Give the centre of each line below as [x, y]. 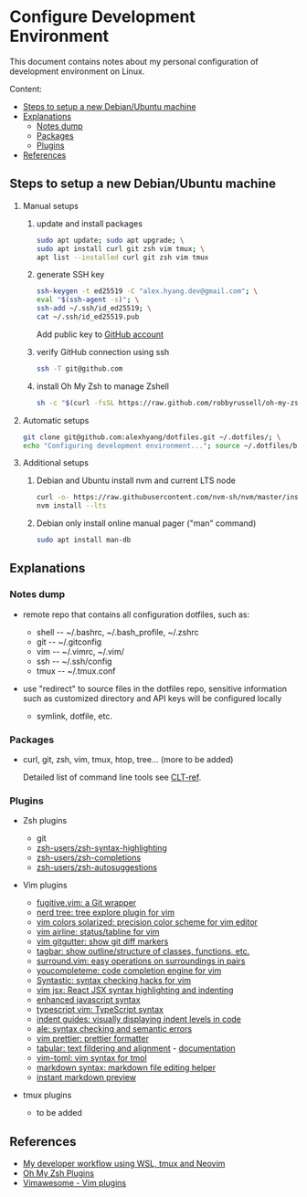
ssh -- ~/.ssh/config [74, 661]
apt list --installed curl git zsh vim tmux [122, 257]
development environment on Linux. [77, 71]
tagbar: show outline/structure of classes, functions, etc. [143, 951]
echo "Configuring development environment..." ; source [131, 446]
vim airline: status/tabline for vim [98, 932]
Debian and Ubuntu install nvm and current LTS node [136, 480]
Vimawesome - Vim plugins [74, 1183]
